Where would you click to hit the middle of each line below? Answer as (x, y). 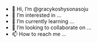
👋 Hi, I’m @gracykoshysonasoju (50, 9)
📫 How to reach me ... (39, 34)
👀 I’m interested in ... (36, 15)
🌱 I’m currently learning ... (43, 21)
